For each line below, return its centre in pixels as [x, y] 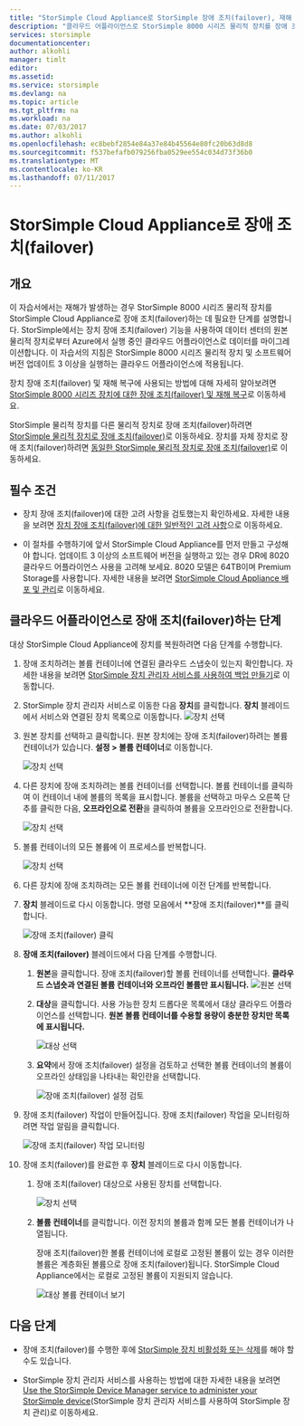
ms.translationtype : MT [54, 161]
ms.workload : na [40, 119]
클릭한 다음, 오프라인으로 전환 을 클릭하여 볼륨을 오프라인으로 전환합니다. [166, 808]
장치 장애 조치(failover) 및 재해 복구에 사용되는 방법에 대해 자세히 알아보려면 [143, 383]
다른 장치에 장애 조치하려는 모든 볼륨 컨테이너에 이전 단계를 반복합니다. [147, 885]
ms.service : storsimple [54, 85]
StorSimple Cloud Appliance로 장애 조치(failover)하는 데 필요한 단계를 [135, 318]
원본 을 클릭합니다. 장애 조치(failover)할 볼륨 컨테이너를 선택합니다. [153, 973]
